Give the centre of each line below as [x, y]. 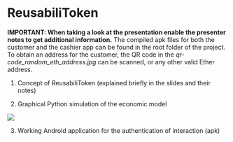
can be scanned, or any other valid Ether [156, 62]
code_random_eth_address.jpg [52, 62]
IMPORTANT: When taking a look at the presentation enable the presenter [116, 32]
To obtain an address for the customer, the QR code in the [91, 55]
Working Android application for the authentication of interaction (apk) [119, 130]
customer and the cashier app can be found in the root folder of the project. [116, 47]
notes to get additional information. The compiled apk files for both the [111, 39]
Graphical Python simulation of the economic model [92, 104]
